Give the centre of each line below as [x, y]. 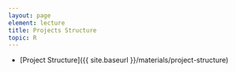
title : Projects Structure [52, 30]
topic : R [22, 38]
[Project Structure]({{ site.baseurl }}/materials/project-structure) [124, 60]
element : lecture [37, 23]
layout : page [30, 15]
